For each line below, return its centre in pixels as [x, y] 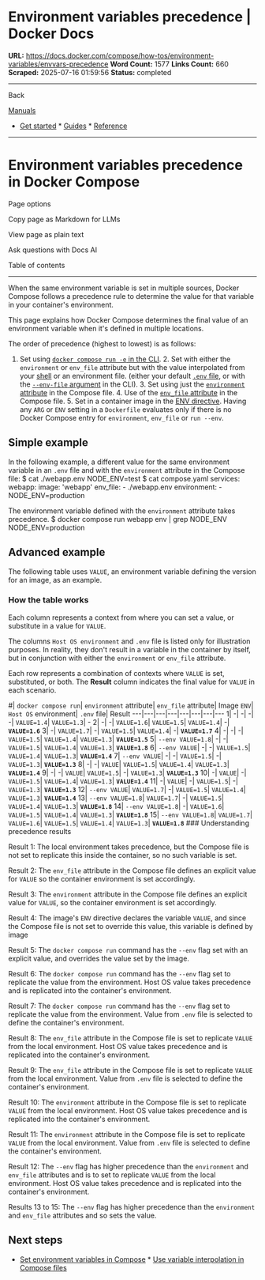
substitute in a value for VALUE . [57, 625]
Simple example [49, 443]
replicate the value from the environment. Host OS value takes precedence [129, 982]
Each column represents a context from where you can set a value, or [121, 617]
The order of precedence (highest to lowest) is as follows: [102, 343]
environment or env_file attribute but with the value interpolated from [132, 367]
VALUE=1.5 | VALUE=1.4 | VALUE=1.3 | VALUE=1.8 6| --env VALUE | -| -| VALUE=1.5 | [129, 747]
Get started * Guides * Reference [73, 126]
